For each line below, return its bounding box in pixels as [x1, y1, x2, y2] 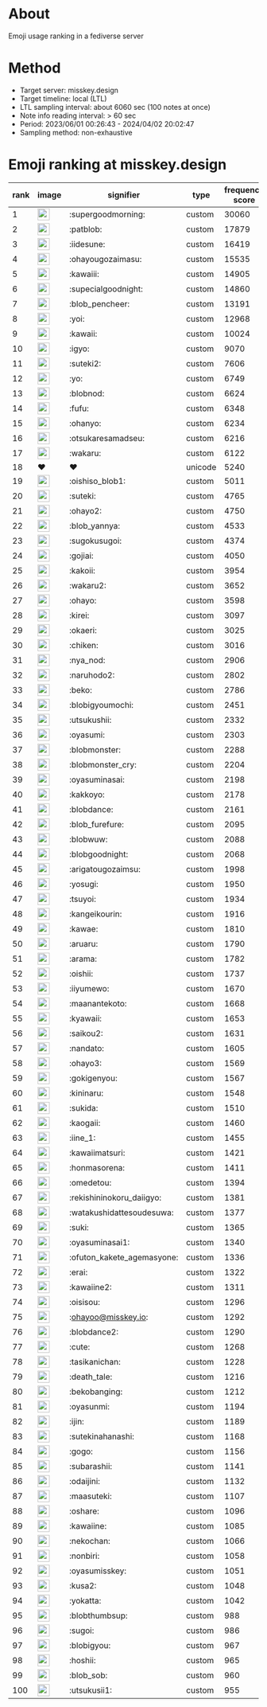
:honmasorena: [68, 1162, 126, 1173]
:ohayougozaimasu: [68, 253, 142, 264]
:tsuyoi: [68, 893, 97, 904]
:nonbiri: [68, 1550, 100, 1561]
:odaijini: [68, 1475, 101, 1486]
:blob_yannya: [68, 520, 121, 531]
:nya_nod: [68, 654, 106, 666]
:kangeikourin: [68, 908, 122, 920]
